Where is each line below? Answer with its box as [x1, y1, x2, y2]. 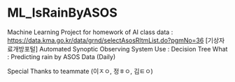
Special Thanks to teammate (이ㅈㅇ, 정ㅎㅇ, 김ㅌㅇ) [7, 67, 154, 75]
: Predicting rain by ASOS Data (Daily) [7, 52, 116, 60]
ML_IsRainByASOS [7, 5, 117, 21]
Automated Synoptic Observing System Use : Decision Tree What [39, 44, 228, 53]
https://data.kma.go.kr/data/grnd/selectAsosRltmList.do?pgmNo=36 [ [7, 36, 208, 44]
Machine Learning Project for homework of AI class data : [7, 28, 173, 36]
